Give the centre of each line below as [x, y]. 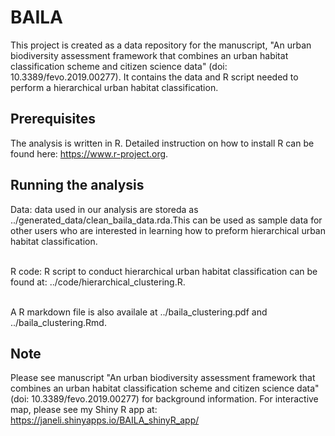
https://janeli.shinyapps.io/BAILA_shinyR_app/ [105, 420]
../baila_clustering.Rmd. [58, 322]
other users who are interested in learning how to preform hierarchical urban [168, 230]
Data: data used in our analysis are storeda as [104, 209]
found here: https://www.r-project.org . [89, 153]
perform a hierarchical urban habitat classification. [114, 87]
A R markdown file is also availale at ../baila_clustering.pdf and [139, 312]
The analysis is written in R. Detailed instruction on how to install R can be [162, 143]
